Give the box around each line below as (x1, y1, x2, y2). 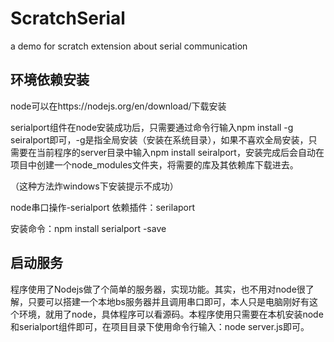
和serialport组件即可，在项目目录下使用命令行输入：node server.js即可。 (10, 320, 310, 332)
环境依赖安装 (10, 72, 90, 89)
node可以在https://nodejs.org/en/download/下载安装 (10, 100, 227, 112)
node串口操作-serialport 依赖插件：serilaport (10, 201, 196, 213)
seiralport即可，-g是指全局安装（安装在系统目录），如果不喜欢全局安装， (10, 133, 309, 146)
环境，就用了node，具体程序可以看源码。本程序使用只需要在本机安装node (18, 308, 324, 320)
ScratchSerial (10, 7, 126, 30)
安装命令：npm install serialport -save (10, 222, 167, 234)
